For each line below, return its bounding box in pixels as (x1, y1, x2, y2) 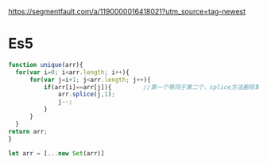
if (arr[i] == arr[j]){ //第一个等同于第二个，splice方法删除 (43, 83, 255, 91)
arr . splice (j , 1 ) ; (58, 91, 115, 99)
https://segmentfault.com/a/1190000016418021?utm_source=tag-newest (8, 7, 246, 16)
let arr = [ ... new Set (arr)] (8, 149, 105, 158)
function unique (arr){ (8, 61, 83, 68)
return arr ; (8, 127, 48, 135)
